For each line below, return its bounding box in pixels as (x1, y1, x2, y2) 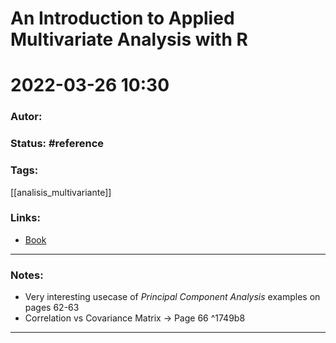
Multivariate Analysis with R (10, 28, 248, 51)
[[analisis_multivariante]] (10, 186, 112, 198)
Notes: (10, 268, 44, 282)
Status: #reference (10, 137, 105, 151)
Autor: (10, 110, 43, 124)
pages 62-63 (24, 302, 80, 314)
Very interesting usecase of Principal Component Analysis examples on (24, 291, 321, 303)
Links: (10, 211, 41, 225)
